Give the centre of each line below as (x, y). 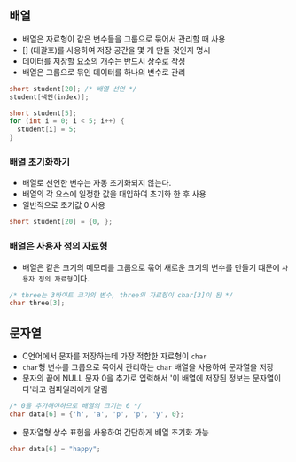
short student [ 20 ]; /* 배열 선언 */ (73, 89)
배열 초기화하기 (40, 162)
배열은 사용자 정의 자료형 (58, 246)
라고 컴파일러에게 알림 (70, 389)
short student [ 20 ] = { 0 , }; (61, 222)
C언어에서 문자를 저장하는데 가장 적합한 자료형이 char (114, 356)
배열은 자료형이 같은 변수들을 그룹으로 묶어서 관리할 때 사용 (124, 39)
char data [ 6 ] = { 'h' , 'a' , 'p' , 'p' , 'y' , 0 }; (97, 414)
